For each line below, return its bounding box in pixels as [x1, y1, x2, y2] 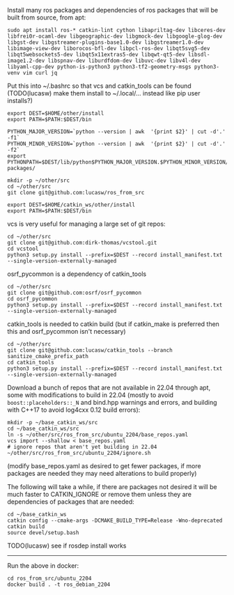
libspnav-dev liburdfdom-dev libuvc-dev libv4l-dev [47, 57, 201, 64]
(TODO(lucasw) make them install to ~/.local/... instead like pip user [7, 89, 201, 97]
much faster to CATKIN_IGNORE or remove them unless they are [7, 490, 192, 498]
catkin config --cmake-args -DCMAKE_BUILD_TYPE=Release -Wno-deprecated [7, 517, 223, 524]
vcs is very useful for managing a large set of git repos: [7, 219, 166, 228]
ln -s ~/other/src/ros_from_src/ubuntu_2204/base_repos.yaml [7, 431, 189, 438]
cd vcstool [7, 245, 39, 252]
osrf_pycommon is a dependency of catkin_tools [7, 270, 147, 278]
